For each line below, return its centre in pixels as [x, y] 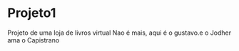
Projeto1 [32, 13]
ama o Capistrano [34, 40]
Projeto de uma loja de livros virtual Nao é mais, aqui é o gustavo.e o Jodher [119, 33]
